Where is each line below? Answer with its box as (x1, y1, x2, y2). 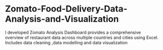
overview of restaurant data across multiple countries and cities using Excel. (5, 35, 159, 40)
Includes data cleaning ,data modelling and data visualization (5, 39, 128, 45)
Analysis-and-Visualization (5, 13, 119, 25)
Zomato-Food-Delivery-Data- (5, 3, 128, 14)
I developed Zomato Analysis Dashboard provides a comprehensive (5, 29, 141, 35)
